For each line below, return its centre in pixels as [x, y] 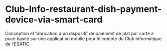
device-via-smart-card [54, 20]
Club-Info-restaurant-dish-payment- [83, 9]
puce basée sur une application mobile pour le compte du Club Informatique [83, 39]
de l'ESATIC [17, 44]
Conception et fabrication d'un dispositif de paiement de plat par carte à [79, 33]
